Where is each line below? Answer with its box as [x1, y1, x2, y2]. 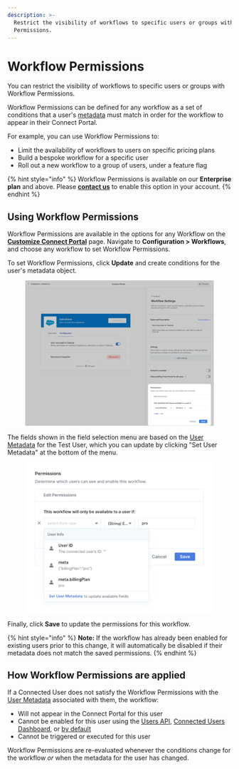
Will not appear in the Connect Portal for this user [17, 710, 164, 718]
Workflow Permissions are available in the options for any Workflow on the [7, 230, 226, 238]
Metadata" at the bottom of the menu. [7, 448, 119, 457]
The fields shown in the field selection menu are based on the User [7, 432, 204, 442]
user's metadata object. [7, 266, 77, 275]
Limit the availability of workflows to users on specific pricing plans [17, 146, 216, 155]
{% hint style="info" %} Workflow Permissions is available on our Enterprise [7, 175, 232, 183]
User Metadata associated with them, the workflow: [7, 696, 159, 704]
